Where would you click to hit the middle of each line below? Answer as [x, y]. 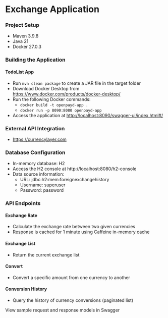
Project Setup [22, 25]
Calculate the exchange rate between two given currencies [74, 227]
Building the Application [35, 60]
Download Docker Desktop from [46, 88]
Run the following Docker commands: [51, 99]
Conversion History [26, 289]
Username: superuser [43, 185]
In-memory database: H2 [39, 164]
